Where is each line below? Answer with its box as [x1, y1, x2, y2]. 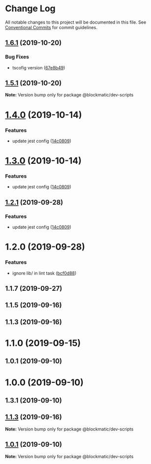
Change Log [5, 3, 56, 14]
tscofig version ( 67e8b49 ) [12, 64, 65, 70]
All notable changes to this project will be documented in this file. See [5, 19, 147, 25]
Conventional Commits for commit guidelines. [5, 24, 97, 30]
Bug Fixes [5, 54, 30, 61]
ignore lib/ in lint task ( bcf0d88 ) [12, 270, 77, 276]
